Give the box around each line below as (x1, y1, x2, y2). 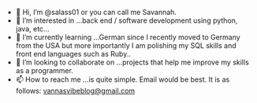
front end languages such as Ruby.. (15, 50, 132, 58)
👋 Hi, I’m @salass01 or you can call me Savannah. (15, 8, 177, 17)
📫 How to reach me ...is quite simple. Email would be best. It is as (15, 75, 230, 84)
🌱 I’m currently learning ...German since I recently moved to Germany (15, 32, 240, 42)
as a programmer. (15, 66, 73, 75)
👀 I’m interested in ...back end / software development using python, (15, 16, 238, 25)
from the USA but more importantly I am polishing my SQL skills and (15, 41, 237, 50)
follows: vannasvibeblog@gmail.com (15, 86, 136, 95)
